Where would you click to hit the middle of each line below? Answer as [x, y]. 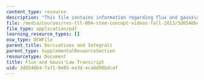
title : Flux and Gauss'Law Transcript [55, 62]
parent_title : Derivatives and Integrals [59, 46]
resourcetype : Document [36, 57]
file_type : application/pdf [42, 29]
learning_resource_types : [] [43, 34]
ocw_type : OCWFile [29, 40]
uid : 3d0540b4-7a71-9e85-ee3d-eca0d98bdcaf [62, 68]
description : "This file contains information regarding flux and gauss [100, 17]
